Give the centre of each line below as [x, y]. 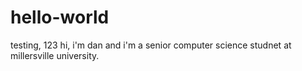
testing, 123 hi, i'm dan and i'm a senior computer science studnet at [151, 45]
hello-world [60, 17]
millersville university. [55, 55]
